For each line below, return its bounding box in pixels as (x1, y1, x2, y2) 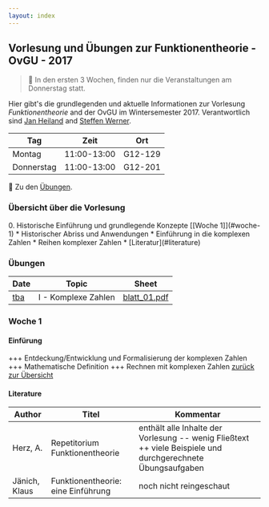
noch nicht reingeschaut (139, 481, 231, 492)
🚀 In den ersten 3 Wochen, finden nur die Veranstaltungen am (27, 75, 232, 85)
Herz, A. (12, 442, 43, 453)
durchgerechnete (139, 453, 204, 464)
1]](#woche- (219, 220, 261, 230)
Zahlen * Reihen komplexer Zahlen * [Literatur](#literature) (8, 237, 201, 247)
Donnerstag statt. (27, 83, 86, 93)
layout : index (8, 11, 56, 20)
